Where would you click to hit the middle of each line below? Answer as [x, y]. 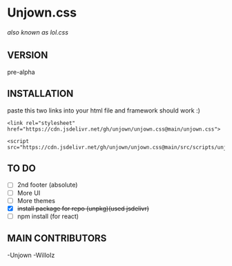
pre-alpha [21, 72]
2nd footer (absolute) [47, 185]
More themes [36, 200]
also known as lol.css [38, 32]
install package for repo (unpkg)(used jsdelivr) [83, 208]
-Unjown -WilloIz [31, 255]
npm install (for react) [48, 216]
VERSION [28, 56]
